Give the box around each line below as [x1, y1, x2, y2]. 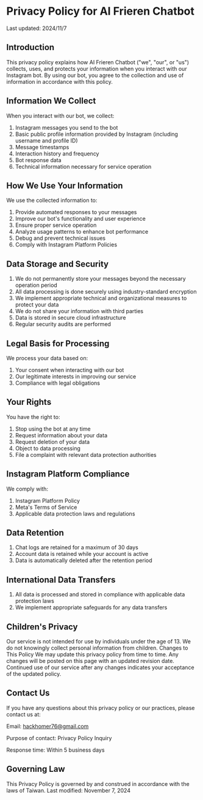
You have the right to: [6, 413, 60, 420]
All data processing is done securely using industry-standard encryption [15, 288, 197, 295]
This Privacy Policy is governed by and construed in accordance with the [6, 780, 190, 787]
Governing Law [6, 764, 65, 774]
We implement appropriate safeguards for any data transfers [15, 604, 168, 611]
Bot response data [15, 156, 62, 163]
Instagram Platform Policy [15, 497, 80, 504]
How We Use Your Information [6, 180, 123, 191]
